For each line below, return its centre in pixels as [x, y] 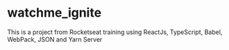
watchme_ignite [54, 13]
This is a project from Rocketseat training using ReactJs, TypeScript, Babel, [115, 32]
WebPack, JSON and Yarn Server [55, 39]
